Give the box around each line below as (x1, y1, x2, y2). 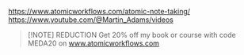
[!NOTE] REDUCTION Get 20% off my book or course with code (27, 31, 236, 39)
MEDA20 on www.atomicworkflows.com (27, 38, 160, 48)
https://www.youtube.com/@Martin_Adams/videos (8, 15, 174, 24)
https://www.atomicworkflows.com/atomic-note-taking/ (8, 7, 191, 16)
